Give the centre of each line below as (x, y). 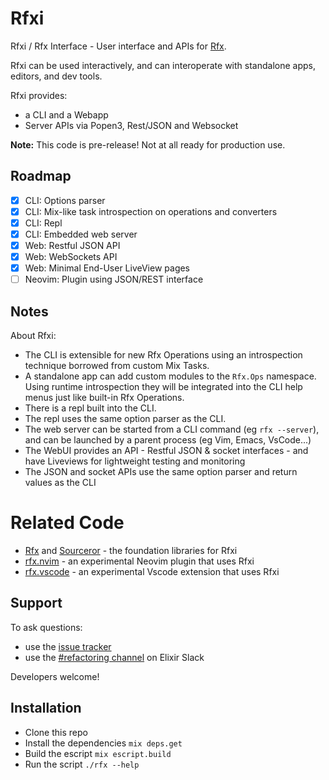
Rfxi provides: (39, 95)
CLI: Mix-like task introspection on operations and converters (151, 211)
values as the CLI (60, 483)
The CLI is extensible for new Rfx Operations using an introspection (163, 355)
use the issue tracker (68, 646)
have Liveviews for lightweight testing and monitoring (135, 461)
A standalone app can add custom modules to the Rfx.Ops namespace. (170, 376)
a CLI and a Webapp (66, 114)
